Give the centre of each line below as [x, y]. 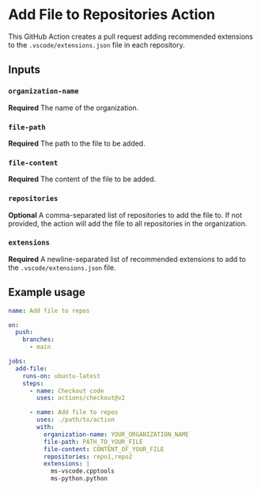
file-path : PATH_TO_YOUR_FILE [93, 442]
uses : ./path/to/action [76, 420]
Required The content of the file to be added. [82, 179]
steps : [33, 383]
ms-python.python [79, 479]
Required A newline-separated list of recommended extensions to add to [127, 259]
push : [25, 332]
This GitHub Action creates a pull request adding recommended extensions [130, 36]
